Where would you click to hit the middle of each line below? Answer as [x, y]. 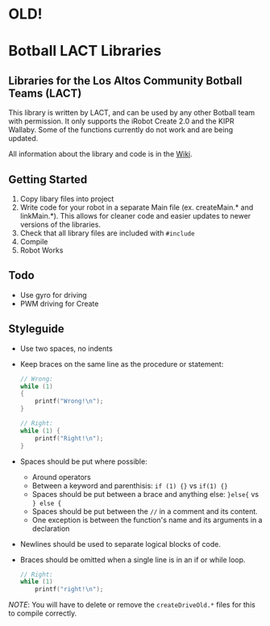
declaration [51, 528]
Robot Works [42, 250]
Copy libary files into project [67, 199]
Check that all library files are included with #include [107, 233]
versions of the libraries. [60, 224]
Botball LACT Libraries [85, 51]
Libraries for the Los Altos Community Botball [125, 80]
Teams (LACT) [45, 93]
